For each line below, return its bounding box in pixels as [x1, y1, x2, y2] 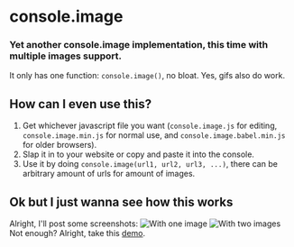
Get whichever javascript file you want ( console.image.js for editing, [22, 120, 278, 132]
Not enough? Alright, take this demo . [9, 228, 146, 239]
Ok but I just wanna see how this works [9, 194, 234, 209]
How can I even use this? [9, 96, 152, 112]
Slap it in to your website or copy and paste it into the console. [22, 149, 255, 160]
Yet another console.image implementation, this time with [9, 39, 269, 51]
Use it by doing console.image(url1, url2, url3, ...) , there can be [22, 159, 278, 169]
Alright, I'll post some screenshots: [9, 218, 138, 229]
